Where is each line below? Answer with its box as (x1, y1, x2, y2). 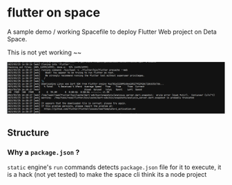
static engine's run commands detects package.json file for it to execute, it (7, 163, 222, 171)
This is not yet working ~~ (7, 48, 81, 56)
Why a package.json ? (7, 147, 80, 157)
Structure (7, 127, 50, 138)
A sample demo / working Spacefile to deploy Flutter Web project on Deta (7, 28, 217, 36)
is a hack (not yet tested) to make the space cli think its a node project (7, 171, 207, 179)
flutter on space (7, 5, 101, 21)
